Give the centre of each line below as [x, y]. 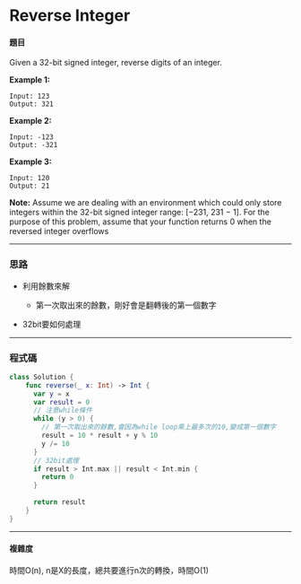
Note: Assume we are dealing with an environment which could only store [146, 203]
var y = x [51, 394]
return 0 [58, 477]
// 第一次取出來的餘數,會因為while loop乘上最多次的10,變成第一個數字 [159, 427]
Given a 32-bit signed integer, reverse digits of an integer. [116, 63]
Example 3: [30, 161]
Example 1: [30, 80]
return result [60, 502]
